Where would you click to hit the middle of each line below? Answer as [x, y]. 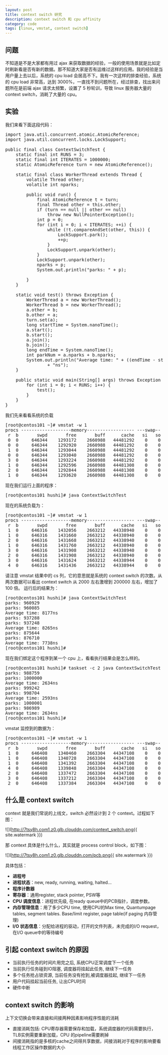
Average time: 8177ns [32, 613]
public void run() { [51, 194]
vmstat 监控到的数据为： [30, 728]
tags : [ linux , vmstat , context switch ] [47, 29]
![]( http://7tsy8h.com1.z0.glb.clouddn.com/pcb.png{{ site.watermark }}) [79, 855]
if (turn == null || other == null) [81, 209]
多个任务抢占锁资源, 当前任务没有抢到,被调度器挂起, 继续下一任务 [79, 975]
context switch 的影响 [39, 1005]
